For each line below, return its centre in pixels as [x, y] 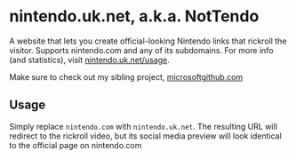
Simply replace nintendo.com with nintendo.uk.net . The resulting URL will [144, 126]
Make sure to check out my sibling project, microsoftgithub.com [126, 76]
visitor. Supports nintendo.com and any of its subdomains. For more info [141, 50]
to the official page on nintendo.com [76, 145]
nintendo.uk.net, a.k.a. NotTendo [134, 16]
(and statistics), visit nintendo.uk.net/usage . [90, 60]
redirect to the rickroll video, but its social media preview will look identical [145, 136]
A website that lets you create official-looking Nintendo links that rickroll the [148, 41]
